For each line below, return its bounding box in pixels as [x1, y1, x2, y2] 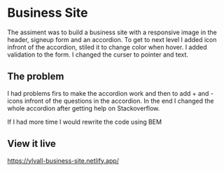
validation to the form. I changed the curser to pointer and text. [7, 50, 189, 59]
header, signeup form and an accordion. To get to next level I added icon [7, 35, 217, 43]
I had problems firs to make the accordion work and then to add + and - [7, 89, 214, 97]
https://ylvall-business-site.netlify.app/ [7, 156, 119, 165]
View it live [7, 138, 56, 150]
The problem [7, 71, 64, 83]
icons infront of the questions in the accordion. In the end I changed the [7, 96, 214, 105]
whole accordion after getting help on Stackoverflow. [7, 103, 160, 113]
